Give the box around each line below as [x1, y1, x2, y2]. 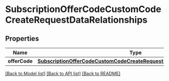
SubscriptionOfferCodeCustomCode [5, 4, 161, 15]
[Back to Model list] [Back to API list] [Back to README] [5, 70, 121, 76]
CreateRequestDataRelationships [5, 14, 147, 26]
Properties [5, 34, 39, 43]
